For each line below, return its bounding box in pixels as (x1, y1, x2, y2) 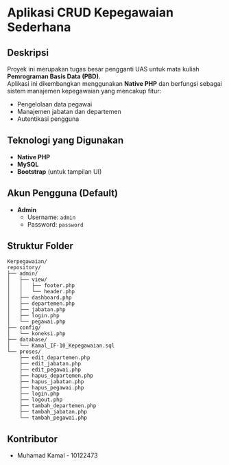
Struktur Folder (7, 240, 74, 252)
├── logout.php (19, 396, 63, 403)
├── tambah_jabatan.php (19, 409, 88, 416)
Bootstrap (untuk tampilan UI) (16, 167, 102, 176)
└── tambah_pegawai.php (19, 414, 88, 422)
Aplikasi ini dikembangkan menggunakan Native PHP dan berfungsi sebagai (7, 80, 223, 87)
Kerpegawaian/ (7, 258, 48, 265)
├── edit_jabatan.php (19, 361, 81, 367)
